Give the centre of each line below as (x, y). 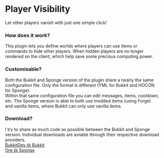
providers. (15, 140)
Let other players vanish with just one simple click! (56, 23)
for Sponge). (18, 90)
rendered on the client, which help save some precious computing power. (79, 56)
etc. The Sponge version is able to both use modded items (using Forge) (78, 101)
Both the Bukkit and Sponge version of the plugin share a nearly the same (80, 80)
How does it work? (28, 35)
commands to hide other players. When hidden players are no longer (74, 51)
